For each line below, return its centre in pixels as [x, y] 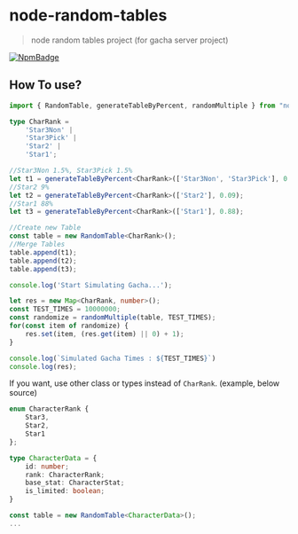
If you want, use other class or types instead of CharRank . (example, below [145, 383]
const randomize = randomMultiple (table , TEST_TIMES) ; [113, 318]
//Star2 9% [29, 187]
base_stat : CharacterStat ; [75, 483]
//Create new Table [45, 228]
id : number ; [47, 467]
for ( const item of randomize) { [69, 326]
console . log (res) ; [43, 366]
